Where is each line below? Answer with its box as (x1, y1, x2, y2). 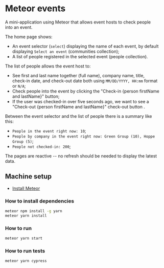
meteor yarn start (5, 236, 43, 241)
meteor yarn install (5, 213, 47, 218)
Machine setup (5, 172, 52, 181)
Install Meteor (12, 185, 40, 191)
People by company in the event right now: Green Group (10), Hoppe (12, 134, 155, 139)
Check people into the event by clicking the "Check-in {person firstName (12, 88, 160, 94)
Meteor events (5, 3, 66, 14)
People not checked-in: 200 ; (12, 143, 71, 149)
